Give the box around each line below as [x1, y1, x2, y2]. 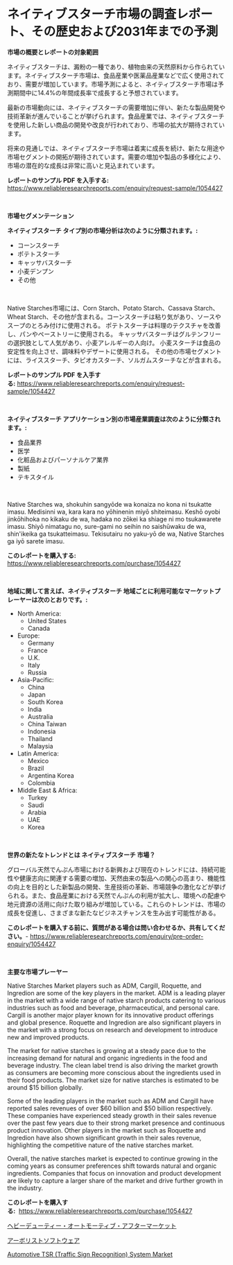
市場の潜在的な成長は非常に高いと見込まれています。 [7, 161, 159, 170]
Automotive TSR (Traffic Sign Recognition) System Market [7, 1250, 173, 1258]
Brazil [27, 764, 44, 772]
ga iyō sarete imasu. [7, 536, 64, 545]
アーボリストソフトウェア [7, 1236, 80, 1244]
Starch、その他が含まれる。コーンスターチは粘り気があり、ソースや [27, 313, 222, 321]
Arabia [27, 808, 47, 817]
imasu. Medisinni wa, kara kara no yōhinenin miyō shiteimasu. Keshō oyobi [7, 507, 221, 516]
